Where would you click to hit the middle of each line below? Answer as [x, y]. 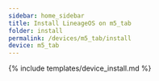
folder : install [36, 30]
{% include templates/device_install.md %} [80, 68]
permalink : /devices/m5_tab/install [70, 38]
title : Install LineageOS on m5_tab [70, 23]
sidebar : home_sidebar [46, 16]
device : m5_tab [34, 46]
